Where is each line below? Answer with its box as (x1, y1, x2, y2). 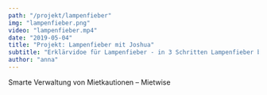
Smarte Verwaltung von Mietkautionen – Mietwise (8, 77, 171, 87)
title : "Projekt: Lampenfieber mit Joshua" (8, 41, 155, 49)
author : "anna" (8, 56, 59, 64)
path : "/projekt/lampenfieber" (8, 11, 112, 20)
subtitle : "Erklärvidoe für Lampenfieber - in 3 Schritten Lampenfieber (8, 48, 254, 56)
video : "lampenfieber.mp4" (8, 26, 98, 34)
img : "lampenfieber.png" (8, 19, 91, 27)
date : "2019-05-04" (8, 33, 73, 42)
